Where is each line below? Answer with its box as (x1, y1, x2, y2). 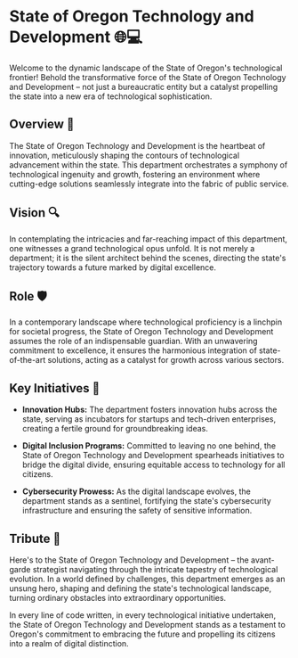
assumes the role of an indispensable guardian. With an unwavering (9, 336, 258, 347)
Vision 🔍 (9, 205, 60, 220)
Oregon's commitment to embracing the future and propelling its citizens (9, 629, 276, 639)
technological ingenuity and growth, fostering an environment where (9, 169, 261, 179)
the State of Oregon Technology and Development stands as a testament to (9, 620, 286, 629)
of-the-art (9, 355, 46, 366)
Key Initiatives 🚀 (9, 381, 101, 396)
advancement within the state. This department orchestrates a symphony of (9, 159, 288, 170)
